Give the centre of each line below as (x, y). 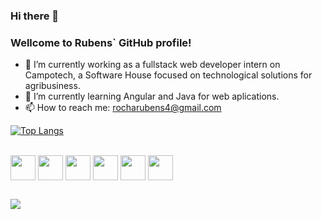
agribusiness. (52, 86)
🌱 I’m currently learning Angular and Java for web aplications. (152, 96)
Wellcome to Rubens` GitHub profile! (101, 42)
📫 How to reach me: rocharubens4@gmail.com (123, 108)
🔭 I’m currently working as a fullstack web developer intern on (152, 65)
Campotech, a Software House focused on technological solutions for (168, 75)
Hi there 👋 (35, 16)
